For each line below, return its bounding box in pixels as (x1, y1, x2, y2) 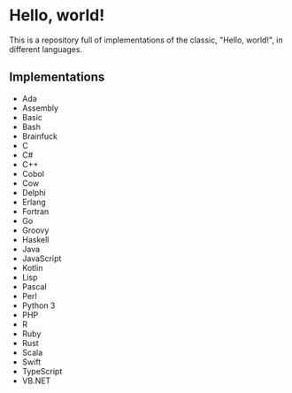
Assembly (21, 103, 59, 113)
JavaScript (21, 253, 62, 264)
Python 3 (21, 300, 56, 311)
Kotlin (21, 262, 43, 273)
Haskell (21, 234, 50, 244)
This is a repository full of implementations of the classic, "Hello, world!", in (9, 35, 283, 45)
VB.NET (21, 375, 51, 386)
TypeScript (21, 366, 63, 376)
